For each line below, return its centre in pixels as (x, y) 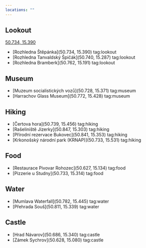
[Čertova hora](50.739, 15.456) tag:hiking (55, 124)
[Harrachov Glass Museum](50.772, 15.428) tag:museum (71, 96)
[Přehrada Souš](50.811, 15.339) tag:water (56, 206)
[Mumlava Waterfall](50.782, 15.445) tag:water (61, 201)
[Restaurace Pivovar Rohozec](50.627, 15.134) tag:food (69, 168)
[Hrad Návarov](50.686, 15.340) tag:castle (56, 234)
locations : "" (20, 10)
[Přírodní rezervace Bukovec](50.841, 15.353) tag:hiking (70, 135)
